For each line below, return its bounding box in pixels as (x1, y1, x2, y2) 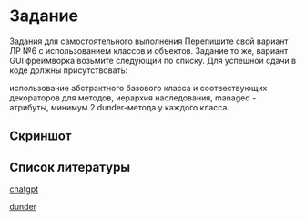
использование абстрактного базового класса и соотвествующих (9, 82, 268, 93)
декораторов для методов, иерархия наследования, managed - (9, 92, 257, 103)
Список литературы (9, 159, 130, 174)
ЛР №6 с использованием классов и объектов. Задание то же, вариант (9, 45, 289, 56)
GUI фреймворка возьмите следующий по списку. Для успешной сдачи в (9, 55, 297, 66)
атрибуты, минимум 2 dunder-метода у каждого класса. (9, 101, 230, 112)
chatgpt (9, 184, 39, 195)
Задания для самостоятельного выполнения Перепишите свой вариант (9, 36, 289, 47)
